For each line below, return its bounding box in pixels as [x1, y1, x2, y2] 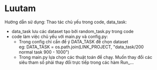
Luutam [4, 3, 36, 14]
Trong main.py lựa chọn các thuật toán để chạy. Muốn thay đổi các [18, 54, 153, 60]
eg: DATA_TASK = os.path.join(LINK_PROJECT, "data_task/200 [18, 44, 144, 50]
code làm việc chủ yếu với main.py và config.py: [11, 34, 108, 39]
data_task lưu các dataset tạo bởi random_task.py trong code [11, 28, 134, 34]
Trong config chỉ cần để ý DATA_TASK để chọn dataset [18, 38, 128, 44]
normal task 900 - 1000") [18, 49, 70, 55]
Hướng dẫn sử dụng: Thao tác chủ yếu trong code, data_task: [4, 19, 127, 25]
